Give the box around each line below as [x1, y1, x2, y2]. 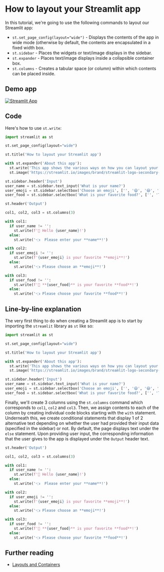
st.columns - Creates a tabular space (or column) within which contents [12, 65, 156, 71]
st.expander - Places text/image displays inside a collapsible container [12, 55, 155, 61]
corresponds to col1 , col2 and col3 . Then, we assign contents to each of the [5, 405, 159, 411]
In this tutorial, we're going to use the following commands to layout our [5, 20, 149, 25]
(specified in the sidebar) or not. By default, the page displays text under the [5, 425, 159, 431]
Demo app [5, 85, 37, 93]
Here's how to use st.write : [5, 125, 62, 131]
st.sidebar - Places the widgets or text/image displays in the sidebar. [12, 50, 152, 56]
